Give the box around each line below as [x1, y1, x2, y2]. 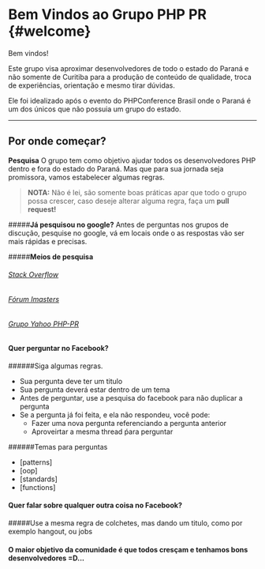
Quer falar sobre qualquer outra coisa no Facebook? [8, 500, 183, 511]
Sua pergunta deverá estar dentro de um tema [19, 385, 170, 394]
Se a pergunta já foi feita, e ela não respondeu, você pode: [19, 409, 211, 420]
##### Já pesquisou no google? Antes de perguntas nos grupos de [8, 220, 229, 229]
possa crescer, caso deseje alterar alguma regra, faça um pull [27, 196, 230, 205]
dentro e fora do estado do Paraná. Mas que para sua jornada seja [8, 164, 224, 173]
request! [27, 204, 57, 214]
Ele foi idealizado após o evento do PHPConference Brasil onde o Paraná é [8, 96, 251, 105]
